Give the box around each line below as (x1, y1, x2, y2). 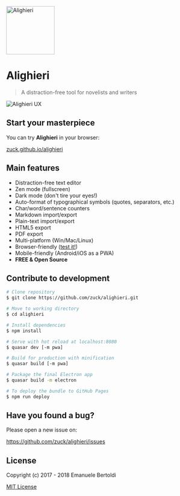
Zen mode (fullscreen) (14, 185, 70, 192)
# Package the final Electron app (6, 372, 93, 378)
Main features (6, 163, 60, 174)
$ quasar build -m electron (6, 377, 77, 383)
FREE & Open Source (14, 256, 68, 263)
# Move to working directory (6, 306, 79, 312)
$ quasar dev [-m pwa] (6, 344, 63, 350)
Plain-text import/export (14, 217, 75, 225)
